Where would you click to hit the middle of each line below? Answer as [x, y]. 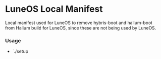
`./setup [20, 51]
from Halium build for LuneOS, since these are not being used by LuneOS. [80, 28]
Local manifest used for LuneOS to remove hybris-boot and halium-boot [79, 23]
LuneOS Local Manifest [54, 9]
